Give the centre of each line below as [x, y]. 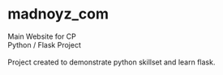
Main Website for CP [42, 36]
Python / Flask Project [45, 44]
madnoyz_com [58, 14]
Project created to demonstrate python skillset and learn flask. [111, 62]
